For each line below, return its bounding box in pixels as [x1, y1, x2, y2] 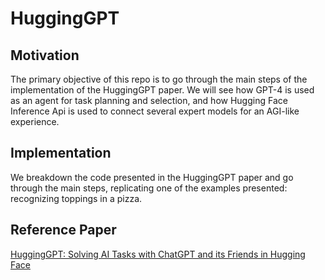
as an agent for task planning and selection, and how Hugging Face [10, 95, 288, 106]
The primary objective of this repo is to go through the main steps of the [10, 73, 308, 85]
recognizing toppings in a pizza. [10, 192, 143, 204]
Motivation [10, 47, 80, 64]
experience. [10, 116, 60, 127]
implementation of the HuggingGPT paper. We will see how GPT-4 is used [10, 84, 315, 96]
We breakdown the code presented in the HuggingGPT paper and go [10, 171, 294, 183]
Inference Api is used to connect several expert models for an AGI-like [10, 105, 300, 117]
